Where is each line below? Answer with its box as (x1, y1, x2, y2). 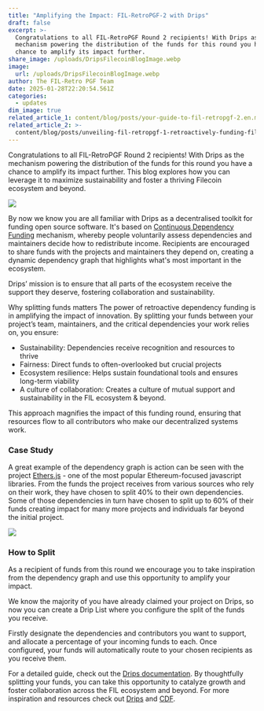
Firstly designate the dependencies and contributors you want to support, (8, 628, 247, 638)
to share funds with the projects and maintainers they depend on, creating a (8, 247, 254, 256)
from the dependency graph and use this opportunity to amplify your (8, 573, 230, 583)
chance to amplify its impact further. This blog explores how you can (8, 167, 230, 176)
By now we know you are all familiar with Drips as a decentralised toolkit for (8, 213, 253, 223)
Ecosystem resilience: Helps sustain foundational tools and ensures (19, 367, 238, 378)
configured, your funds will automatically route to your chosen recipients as (8, 646, 253, 655)
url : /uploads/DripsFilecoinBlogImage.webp (15, 70, 159, 78)
